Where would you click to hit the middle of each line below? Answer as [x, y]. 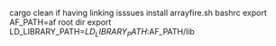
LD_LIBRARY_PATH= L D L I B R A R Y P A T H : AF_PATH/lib [102, 33]
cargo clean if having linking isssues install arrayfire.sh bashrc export [138, 13]
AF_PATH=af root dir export [60, 22]
